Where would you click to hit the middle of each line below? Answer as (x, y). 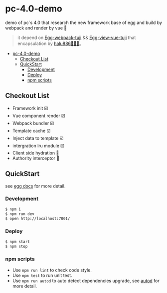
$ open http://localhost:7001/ (38, 218)
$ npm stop (16, 246)
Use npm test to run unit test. (42, 275)
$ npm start (17, 241)
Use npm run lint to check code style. (52, 270)
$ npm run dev (20, 214)
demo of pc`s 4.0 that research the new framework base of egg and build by (84, 22)
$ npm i (13, 209)
